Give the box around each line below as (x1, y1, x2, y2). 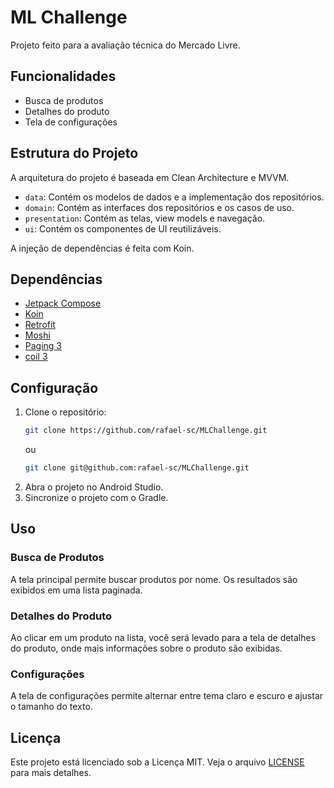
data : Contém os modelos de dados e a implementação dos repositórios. (24, 191, 325, 203)
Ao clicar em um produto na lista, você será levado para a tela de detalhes (10, 631, 317, 643)
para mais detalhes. (10, 767, 92, 779)
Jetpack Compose (24, 297, 102, 310)
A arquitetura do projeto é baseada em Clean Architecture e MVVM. (10, 171, 290, 183)
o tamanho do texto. (10, 701, 93, 713)
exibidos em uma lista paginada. (10, 584, 143, 596)
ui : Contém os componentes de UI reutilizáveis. (24, 222, 222, 235)
